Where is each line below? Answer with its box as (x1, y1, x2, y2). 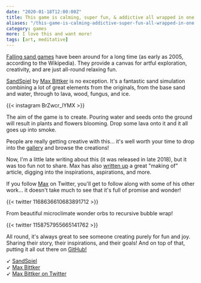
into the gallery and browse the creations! (6, 144, 109, 151)
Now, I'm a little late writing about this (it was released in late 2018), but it (6, 156, 187, 162)
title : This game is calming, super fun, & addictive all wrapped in (6, 14, 184, 20)
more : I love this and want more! (6, 31, 93, 37)
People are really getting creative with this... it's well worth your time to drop (6, 138, 195, 144)
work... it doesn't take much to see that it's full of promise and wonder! (6, 186, 181, 194)
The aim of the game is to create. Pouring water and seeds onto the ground (6, 113, 193, 121)
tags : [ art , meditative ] (6, 37, 68, 43)
